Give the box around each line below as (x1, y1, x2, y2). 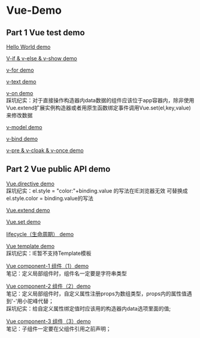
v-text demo (6, 78, 37, 85)
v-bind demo (6, 135, 38, 142)
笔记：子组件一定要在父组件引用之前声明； (6, 325, 111, 332)
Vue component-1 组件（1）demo (6, 262, 89, 269)
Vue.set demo (6, 218, 41, 225)
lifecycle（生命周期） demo (6, 230, 74, 237)
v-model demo (6, 124, 43, 130)
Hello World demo (6, 43, 51, 50)
